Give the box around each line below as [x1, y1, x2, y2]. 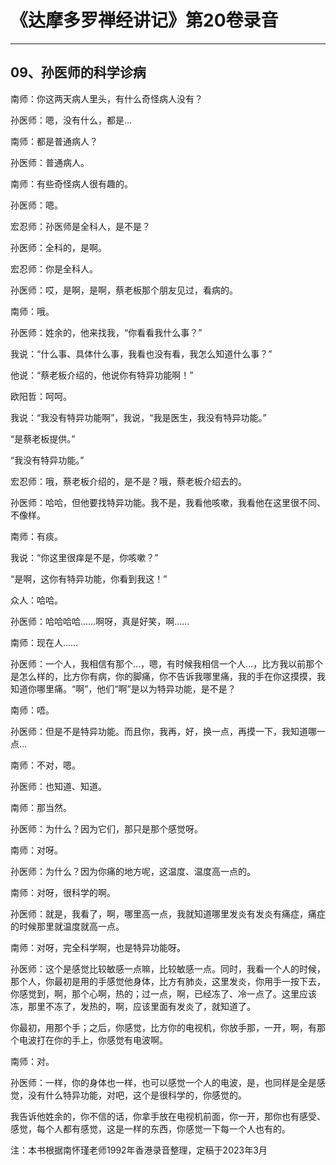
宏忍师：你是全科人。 [10, 262, 98, 275]
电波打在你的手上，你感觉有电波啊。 [18, 1034, 168, 1046]
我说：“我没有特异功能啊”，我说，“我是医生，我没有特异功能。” [10, 411, 267, 423]
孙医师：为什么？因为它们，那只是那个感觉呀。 [10, 822, 203, 835]
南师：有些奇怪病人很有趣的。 [10, 177, 133, 190]
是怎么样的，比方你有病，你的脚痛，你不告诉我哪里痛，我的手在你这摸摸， [10, 670, 317, 682]
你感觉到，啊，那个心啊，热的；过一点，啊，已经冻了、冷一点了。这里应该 [10, 987, 317, 1000]
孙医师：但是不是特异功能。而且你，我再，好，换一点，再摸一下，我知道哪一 [10, 725, 326, 737]
